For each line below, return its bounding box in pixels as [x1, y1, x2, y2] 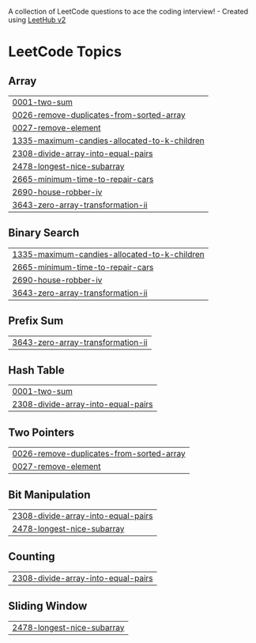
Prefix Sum [8, 314, 64, 327]
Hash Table [8, 364, 65, 377]
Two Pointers [8, 426, 75, 439]
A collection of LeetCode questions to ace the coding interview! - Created [8, 7, 249, 16]
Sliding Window [8, 600, 88, 613]
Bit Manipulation [8, 488, 91, 501]
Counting [8, 550, 55, 564]
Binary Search [8, 226, 80, 240]
